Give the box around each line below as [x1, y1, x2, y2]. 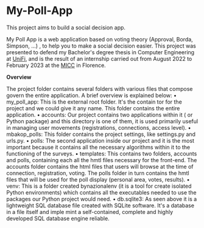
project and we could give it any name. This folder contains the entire [6, 104, 180, 112]
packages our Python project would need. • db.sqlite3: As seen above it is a [6, 195, 197, 202]
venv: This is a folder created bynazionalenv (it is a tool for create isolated [6, 182, 192, 190]
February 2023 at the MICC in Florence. [6, 62, 107, 69]
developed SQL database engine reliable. [6, 215, 110, 222]
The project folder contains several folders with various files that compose [6, 85, 193, 92]
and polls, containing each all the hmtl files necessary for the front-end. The [6, 156, 197, 163]
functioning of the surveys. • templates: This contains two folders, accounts [6, 150, 197, 157]
